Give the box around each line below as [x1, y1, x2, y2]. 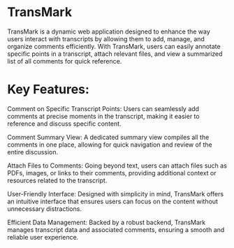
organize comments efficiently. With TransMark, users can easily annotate [7, 42, 221, 50]
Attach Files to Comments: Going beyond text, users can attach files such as [7, 161, 227, 170]
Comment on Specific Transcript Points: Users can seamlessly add [7, 104, 200, 112]
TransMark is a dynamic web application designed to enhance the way [7, 27, 211, 36]
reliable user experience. [7, 233, 79, 241]
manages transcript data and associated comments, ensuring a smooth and [7, 225, 225, 234]
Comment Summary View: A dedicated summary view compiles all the [7, 133, 210, 141]
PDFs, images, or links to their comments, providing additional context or [7, 168, 217, 177]
